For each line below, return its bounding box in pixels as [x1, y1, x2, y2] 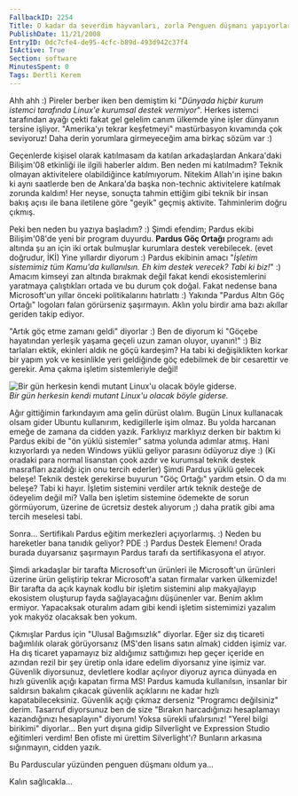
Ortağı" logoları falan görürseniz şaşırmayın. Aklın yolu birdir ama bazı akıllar [9, 299, 288, 310]
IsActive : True [9, 46, 66, 55]
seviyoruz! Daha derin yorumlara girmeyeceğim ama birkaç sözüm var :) [9, 132, 273, 143]
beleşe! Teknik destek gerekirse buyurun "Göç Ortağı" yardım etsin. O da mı [9, 473, 286, 484]
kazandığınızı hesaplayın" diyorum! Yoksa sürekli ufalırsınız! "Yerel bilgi [9, 713, 269, 724]
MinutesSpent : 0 [9, 63, 69, 72]
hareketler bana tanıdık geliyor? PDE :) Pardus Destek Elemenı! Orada [9, 538, 263, 548]
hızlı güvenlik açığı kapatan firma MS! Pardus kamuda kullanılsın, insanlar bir [9, 675, 288, 686]
